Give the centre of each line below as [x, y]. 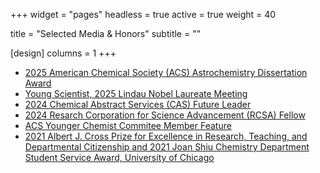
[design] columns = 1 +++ [63, 53]
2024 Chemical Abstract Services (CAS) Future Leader [138, 104]
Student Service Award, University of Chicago [119, 157]
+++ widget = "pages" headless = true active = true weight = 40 [143, 14]
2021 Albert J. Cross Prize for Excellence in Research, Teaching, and [166, 136]
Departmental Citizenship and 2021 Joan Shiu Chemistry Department [167, 147]
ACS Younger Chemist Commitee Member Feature [128, 125]
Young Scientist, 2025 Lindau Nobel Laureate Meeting [136, 93]
